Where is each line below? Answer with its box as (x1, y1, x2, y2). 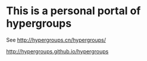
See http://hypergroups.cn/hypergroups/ (6, 36, 106, 43)
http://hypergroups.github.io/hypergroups (6, 47, 109, 54)
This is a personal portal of (6, 4, 141, 18)
